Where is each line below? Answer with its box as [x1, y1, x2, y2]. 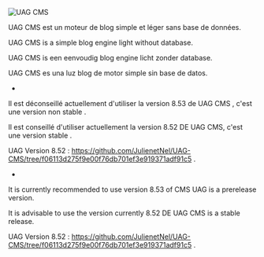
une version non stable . [8, 107, 87, 116]
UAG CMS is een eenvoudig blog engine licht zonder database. [8, 53, 213, 62]
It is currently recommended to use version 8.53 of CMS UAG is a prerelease [8, 185, 257, 194]
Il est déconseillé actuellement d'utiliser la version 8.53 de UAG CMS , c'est [8, 99, 252, 108]
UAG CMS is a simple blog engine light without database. [8, 38, 193, 47]
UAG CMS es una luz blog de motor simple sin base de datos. [8, 68, 208, 78]
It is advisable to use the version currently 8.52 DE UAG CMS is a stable [8, 208, 240, 218]
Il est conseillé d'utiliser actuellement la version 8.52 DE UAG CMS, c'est [8, 123, 243, 131]
